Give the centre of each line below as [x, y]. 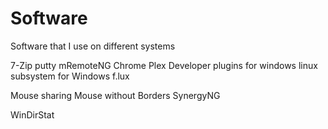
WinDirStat [32, 114]
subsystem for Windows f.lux [70, 76]
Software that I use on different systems [93, 46]
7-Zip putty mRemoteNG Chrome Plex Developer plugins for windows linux [164, 65]
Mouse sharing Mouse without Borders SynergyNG [115, 95]
